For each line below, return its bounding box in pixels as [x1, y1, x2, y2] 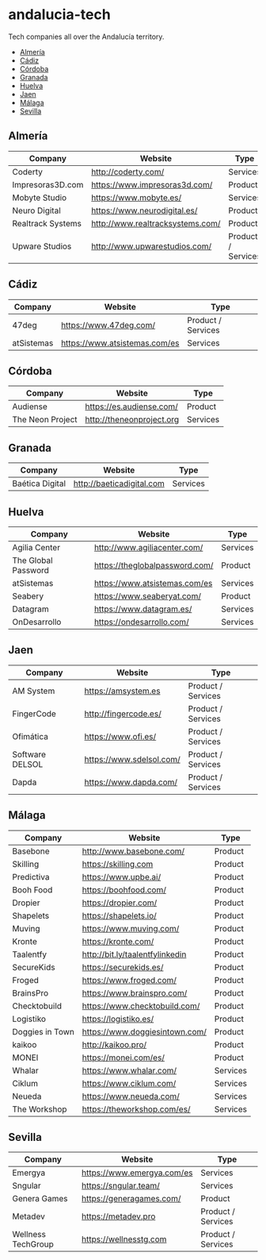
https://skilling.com [82, 858, 154, 869]
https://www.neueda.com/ [82, 1090, 180, 1101]
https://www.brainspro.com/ [82, 987, 188, 998]
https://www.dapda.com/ [84, 776, 178, 788]
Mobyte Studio [12, 192, 67, 203]
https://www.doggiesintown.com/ [82, 1026, 207, 1037]
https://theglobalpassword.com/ [93, 560, 214, 571]
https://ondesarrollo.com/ [93, 617, 190, 627]
